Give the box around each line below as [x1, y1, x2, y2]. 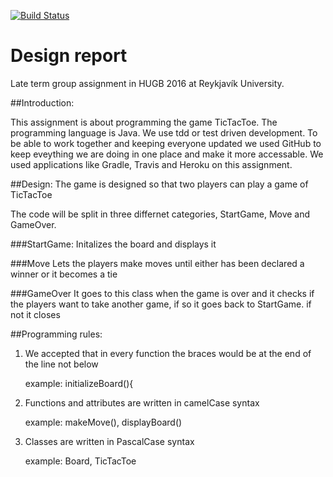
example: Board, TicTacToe [24, 455, 137, 467]
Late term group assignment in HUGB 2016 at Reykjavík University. [10, 77, 285, 89]
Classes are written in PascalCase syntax [24, 435, 195, 447]
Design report [10, 45, 128, 67]
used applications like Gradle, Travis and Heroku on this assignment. [10, 158, 293, 170]
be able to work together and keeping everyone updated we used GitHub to [10, 137, 322, 149]
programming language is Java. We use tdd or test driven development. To [10, 126, 318, 139]
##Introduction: [10, 96, 75, 109]
